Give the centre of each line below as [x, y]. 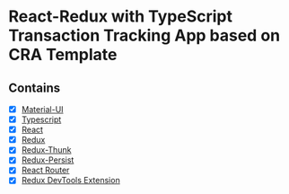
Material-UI [42, 109]
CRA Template [63, 55]
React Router [45, 170]
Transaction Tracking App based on [144, 35]
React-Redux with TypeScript [121, 17]
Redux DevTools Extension [70, 181]
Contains [34, 88]
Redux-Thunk [46, 150]
